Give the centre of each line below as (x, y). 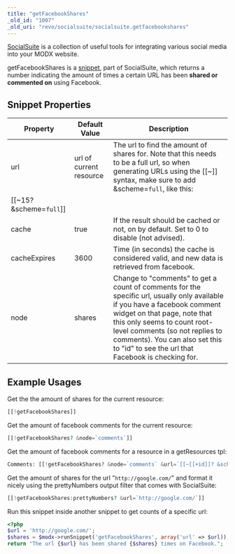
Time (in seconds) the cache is (164, 250)
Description (169, 129)
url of (83, 158)
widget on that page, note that (162, 313)
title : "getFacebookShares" (48, 14)
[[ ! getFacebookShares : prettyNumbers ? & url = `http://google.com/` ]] (106, 498)
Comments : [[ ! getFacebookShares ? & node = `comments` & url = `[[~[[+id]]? (111, 464)
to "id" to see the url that (153, 349)
